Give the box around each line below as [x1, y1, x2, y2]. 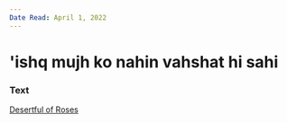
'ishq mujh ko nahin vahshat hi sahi [9, 51, 279, 72]
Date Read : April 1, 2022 [9, 13, 106, 22]
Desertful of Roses [9, 104, 79, 115]
